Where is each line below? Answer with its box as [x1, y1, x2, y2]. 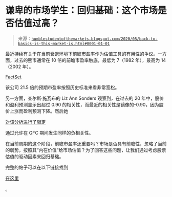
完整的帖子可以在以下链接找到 [5, 164, 68, 170]
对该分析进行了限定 [5, 119, 46, 125]
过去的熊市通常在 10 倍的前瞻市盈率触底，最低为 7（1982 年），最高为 [14, 57, 160, 63]
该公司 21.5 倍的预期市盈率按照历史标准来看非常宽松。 [5, 84, 120, 90]
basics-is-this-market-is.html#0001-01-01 [17, 41, 110, 46]
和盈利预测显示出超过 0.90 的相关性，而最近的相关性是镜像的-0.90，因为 [5, 101, 160, 107]
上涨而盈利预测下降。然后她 [9, 108, 68, 114]
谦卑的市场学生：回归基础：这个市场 [5, 5, 158, 16]
